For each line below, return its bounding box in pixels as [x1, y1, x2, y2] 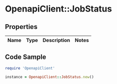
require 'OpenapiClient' [5, 66, 55, 70]
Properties [5, 23, 38, 31]
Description [43, 37, 70, 43]
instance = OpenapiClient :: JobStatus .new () [5, 74, 94, 79]
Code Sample [5, 53, 46, 61]
